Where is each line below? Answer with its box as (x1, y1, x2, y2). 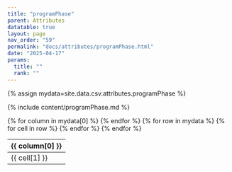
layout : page (7, 30, 46, 38)
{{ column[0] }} (11, 141, 62, 151)
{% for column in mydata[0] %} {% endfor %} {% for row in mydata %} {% (7, 116, 226, 125)
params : (7, 57, 31, 64)
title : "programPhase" (7, 10, 74, 18)
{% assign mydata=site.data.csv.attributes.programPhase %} (7, 89, 187, 98)
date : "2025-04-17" (7, 50, 65, 57)
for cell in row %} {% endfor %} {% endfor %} (7, 124, 142, 132)
